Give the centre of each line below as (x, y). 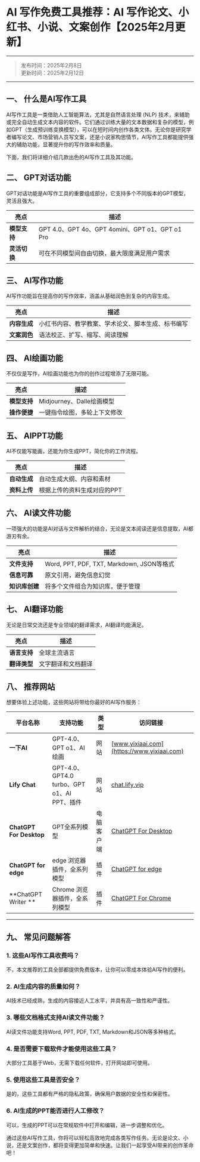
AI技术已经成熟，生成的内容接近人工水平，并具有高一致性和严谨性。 (90, 1001)
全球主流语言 (57, 652)
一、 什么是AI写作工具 (46, 99)
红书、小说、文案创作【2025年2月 (91, 27)
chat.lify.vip (127, 785)
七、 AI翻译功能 (35, 609)
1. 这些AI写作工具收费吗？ (43, 956)
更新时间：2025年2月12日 (52, 73)
